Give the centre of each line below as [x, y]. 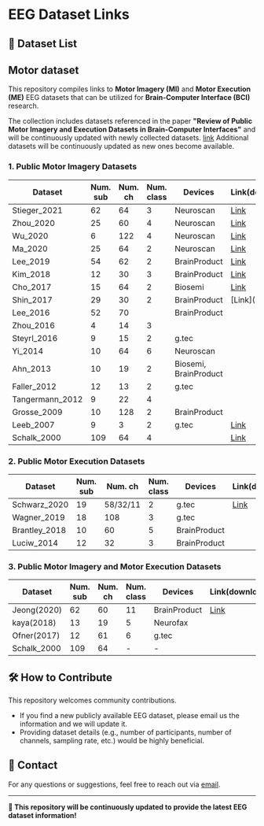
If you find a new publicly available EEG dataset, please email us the [129, 716]
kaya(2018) [34, 623]
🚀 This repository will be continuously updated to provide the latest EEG [128, 807]
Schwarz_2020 [40, 504]
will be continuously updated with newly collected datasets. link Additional [128, 138]
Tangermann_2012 [48, 399]
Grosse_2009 [37, 412]
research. [24, 106]
